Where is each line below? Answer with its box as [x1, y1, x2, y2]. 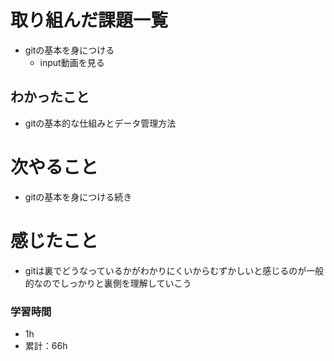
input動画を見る [39, 56, 105, 68]
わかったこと [10, 89, 90, 106]
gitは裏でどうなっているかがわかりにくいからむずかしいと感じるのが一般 [24, 264, 325, 276]
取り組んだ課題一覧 [10, 9, 169, 32]
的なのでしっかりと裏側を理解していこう [24, 277, 192, 289]
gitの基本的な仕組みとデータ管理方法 [24, 117, 177, 129]
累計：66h [24, 339, 68, 351]
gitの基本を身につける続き [24, 191, 133, 203]
